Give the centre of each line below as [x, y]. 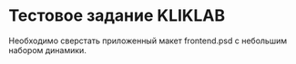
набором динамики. [48, 50]
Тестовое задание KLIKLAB [117, 16]
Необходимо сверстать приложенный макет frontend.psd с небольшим [148, 41]
